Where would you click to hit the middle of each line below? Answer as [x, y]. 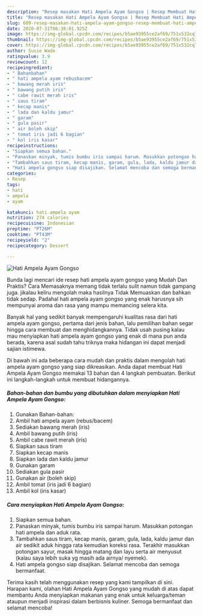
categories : [22, 174]
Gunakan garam [35, 465]
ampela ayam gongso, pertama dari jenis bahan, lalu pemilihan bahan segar [100, 323]
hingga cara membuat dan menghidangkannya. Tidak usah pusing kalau [96, 329]
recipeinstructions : [33, 145]
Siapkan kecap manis [42, 453]
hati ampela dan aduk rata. [48, 533]
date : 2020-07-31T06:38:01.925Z [47, 28]
